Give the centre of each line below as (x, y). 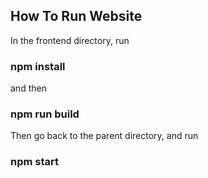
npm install (38, 66)
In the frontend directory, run (70, 40)
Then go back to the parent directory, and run (104, 136)
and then (28, 88)
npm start (35, 162)
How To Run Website (76, 16)
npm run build (45, 114)
